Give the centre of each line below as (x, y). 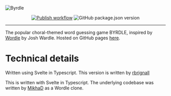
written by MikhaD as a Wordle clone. (45, 88)
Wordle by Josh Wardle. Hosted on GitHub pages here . (63, 38)
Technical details (42, 58)
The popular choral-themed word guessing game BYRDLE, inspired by (79, 32)
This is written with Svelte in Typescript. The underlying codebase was (80, 82)
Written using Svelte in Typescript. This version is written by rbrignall (78, 73)
